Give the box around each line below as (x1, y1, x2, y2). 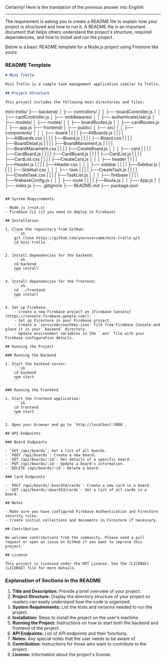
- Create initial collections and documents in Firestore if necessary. (5, 518, 158, 523)
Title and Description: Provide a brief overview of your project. (12, 588, 141, 595)
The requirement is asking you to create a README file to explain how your (5, 18, 158, 24)
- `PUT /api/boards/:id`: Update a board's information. (5, 461, 125, 466)
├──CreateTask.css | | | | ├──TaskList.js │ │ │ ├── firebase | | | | (5, 172, 139, 178)
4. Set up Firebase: (5, 305, 48, 310)
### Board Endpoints (5, 439, 48, 445)
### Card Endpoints (5, 474, 45, 479)
